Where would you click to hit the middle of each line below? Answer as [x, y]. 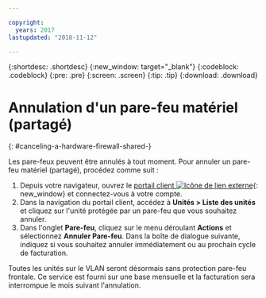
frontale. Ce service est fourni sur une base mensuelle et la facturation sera [132, 277]
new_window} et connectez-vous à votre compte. [101, 194]
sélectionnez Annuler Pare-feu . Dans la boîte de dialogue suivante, [130, 236]
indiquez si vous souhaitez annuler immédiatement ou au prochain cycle [138, 245]
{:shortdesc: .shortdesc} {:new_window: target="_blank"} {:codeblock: [124, 67]
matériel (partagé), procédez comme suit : [90, 170]
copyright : [26, 22]
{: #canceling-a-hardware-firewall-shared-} [80, 146]
